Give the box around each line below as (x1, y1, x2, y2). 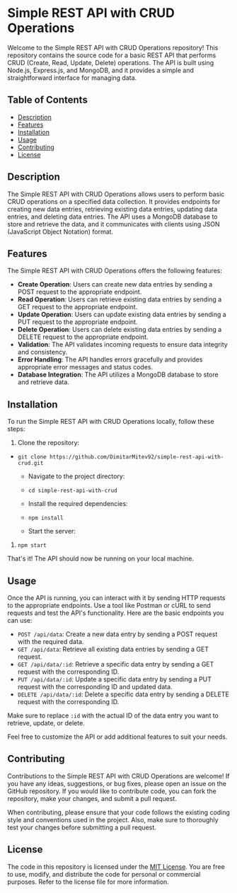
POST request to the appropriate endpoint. (17, 288, 142, 296)
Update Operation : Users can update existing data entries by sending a (17, 310, 226, 319)
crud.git (17, 460, 44, 467)
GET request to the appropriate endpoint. (17, 303, 138, 311)
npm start (17, 542, 47, 549)
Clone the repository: (17, 439, 80, 447)
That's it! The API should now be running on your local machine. (7, 554, 195, 563)
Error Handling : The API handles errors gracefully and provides (17, 355, 203, 364)
